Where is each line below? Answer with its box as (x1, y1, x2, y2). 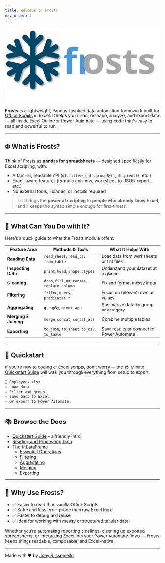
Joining (7, 319, 23, 325)
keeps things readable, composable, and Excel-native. (5, 538, 115, 544)
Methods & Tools (53, 246, 88, 252)
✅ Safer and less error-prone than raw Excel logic (12, 507, 113, 513)
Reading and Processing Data (12, 438, 73, 444)
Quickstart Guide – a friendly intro (12, 433, 81, 439)
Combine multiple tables (101, 316, 151, 322)
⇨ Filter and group (5, 389, 45, 394)
